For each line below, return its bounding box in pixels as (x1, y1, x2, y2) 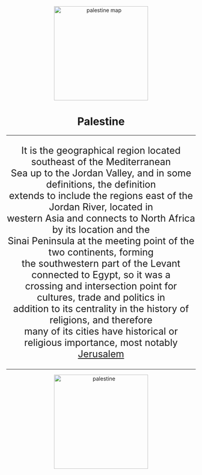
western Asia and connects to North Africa (7, 212, 195, 224)
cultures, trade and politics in (37, 291, 165, 303)
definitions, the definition (46, 178, 156, 190)
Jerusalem (78, 348, 124, 360)
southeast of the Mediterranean (31, 156, 171, 168)
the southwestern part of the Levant (22, 257, 180, 269)
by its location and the (52, 223, 150, 236)
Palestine (77, 115, 125, 128)
